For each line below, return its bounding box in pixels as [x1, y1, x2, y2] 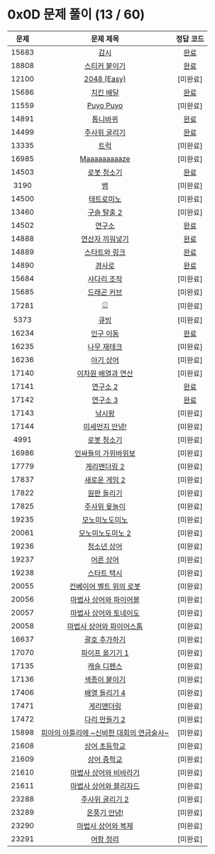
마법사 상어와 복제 [77, 821, 133, 831]
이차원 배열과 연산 [77, 368, 133, 378]
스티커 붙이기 [84, 61, 126, 71]
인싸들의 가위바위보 [74, 448, 136, 458]
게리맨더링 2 [84, 461, 126, 471]
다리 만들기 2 [84, 714, 126, 724]
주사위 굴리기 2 [81, 794, 129, 804]
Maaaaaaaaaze [79, 153, 131, 163]
